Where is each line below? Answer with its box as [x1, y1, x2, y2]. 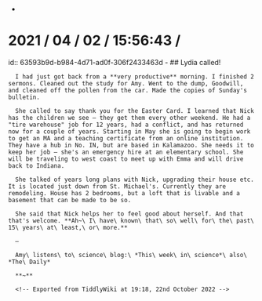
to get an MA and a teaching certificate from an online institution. [8, 134, 244, 142]
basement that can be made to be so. [8, 196, 132, 204]
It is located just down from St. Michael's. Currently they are [8, 182, 226, 190]
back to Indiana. [8, 161, 65, 169]
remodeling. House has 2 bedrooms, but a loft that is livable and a [8, 189, 241, 197]
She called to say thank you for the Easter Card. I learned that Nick [15, 107, 255, 114]
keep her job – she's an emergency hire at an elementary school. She [8, 148, 244, 156]
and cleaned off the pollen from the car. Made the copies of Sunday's [8, 86, 247, 94]
